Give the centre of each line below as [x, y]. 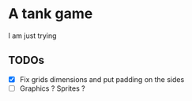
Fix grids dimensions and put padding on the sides [102, 79]
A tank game [51, 14]
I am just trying [32, 36]
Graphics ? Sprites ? [52, 88]
